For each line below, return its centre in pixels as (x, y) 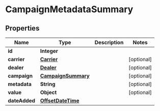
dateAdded (22, 101)
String (48, 84)
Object (48, 92)
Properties (22, 28)
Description (109, 43)
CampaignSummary (65, 76)
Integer (49, 51)
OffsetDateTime (60, 101)
